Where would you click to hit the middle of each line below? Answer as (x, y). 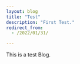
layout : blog (22, 11)
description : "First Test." (41, 22)
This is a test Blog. (29, 55)
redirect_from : (25, 28)
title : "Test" (24, 17)
